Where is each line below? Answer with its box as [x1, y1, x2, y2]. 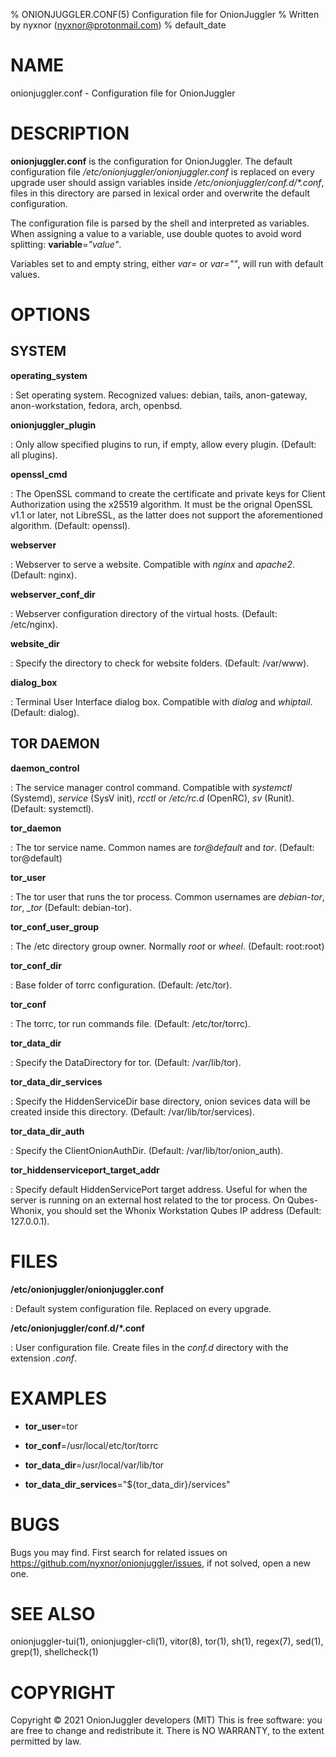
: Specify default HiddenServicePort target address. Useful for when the [10, 1183, 308, 1195]
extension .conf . [10, 1352, 78, 1364]
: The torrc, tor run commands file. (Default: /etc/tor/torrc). [10, 1017, 251, 1029]
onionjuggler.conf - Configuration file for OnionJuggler [10, 87, 236, 99]
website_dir [10, 637, 60, 649]
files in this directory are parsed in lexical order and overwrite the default [10, 187, 311, 199]
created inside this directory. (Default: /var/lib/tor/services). [10, 1105, 255, 1118]
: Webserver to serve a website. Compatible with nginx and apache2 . [10, 558, 296, 570]
